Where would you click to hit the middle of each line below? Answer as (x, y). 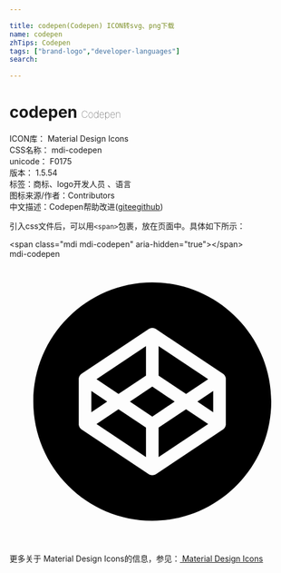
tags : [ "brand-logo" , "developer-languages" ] (95, 51)
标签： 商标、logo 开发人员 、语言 (70, 184)
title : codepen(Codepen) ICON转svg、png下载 (92, 25)
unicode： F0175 (41, 162)
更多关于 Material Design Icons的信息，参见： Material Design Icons (136, 558)
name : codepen (36, 34)
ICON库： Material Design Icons (69, 139)
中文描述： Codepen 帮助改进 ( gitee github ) (87, 207)
